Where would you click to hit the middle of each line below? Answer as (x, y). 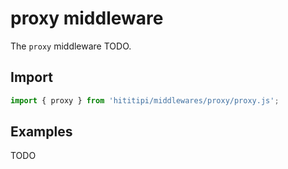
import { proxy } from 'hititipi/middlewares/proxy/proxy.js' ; (145, 100)
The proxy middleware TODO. (71, 46)
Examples (41, 132)
